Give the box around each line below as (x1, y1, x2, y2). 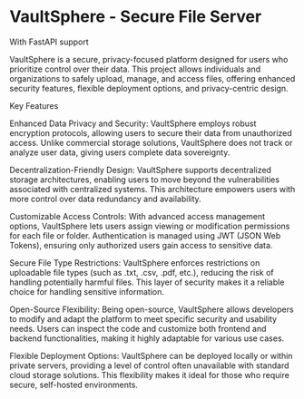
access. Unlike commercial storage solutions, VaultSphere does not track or (9, 137, 293, 148)
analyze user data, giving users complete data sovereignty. (9, 147, 230, 158)
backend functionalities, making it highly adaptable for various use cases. (9, 333, 285, 344)
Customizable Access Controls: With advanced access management (9, 210, 266, 221)
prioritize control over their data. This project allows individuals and (9, 63, 261, 74)
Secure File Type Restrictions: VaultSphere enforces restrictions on (9, 257, 260, 268)
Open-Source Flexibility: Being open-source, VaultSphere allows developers (9, 304, 294, 315)
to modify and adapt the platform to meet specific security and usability (9, 313, 278, 324)
